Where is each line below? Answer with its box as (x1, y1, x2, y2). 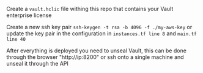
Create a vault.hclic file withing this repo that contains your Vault (6, 5, 174, 12)
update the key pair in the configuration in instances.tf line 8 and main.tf (6, 30, 197, 37)
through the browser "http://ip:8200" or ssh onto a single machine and (6, 54, 185, 60)
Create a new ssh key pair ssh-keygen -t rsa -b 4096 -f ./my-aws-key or (6, 24, 193, 30)
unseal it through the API (6, 60, 69, 67)
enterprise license (6, 12, 52, 19)
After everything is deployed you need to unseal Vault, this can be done (6, 47, 186, 54)
